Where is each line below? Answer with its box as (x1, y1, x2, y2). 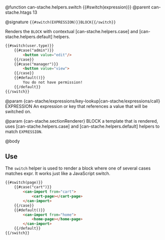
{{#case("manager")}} (14, 62, 58, 67)
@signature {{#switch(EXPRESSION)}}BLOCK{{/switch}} (5, 19, 116, 25)
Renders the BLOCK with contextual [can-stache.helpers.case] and (5, 29, 138, 34)
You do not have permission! (23, 80, 83, 85)
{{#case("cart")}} (14, 185, 52, 190)
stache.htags (5, 9, 32, 15)
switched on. (5, 108, 32, 114)
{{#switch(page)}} (5, 180, 43, 185)
